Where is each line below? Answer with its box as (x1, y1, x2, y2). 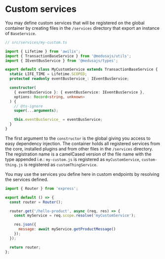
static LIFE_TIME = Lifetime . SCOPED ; (9, 72, 87, 77)
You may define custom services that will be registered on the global (5, 20, 145, 26)
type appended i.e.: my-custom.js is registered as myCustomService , (5, 156, 141, 162)
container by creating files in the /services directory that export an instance (5, 25, 160, 31)
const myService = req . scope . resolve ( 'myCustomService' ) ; (14, 213, 136, 218)
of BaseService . (5, 30, 37, 36)
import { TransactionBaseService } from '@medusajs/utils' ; (5, 53, 132, 58)
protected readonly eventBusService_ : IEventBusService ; (9, 76, 129, 81)
